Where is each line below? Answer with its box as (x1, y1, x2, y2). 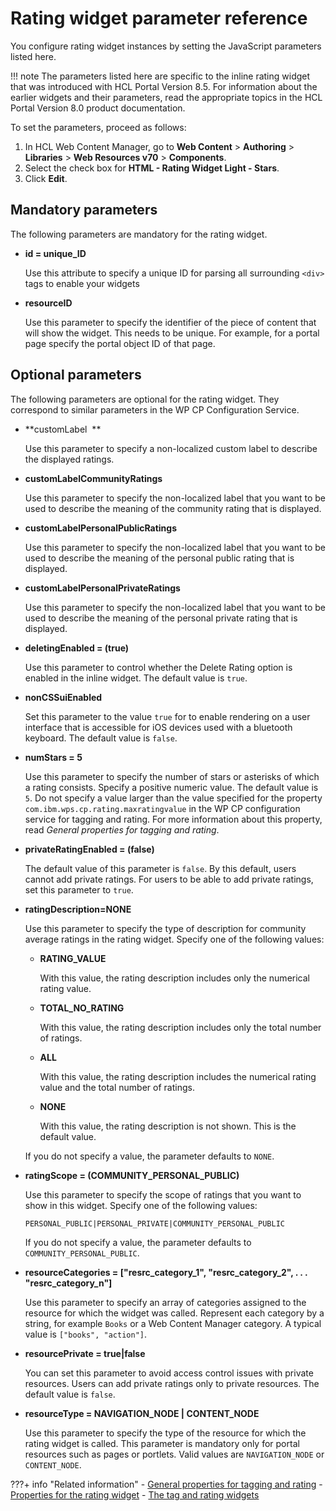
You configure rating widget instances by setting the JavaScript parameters (10, 40, 322, 52)
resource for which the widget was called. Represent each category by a (24, 1307, 325, 1319)
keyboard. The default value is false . (24, 732, 178, 744)
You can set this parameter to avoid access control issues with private (24, 1367, 314, 1379)
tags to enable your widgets (24, 277, 140, 289)
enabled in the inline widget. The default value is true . (24, 672, 248, 684)
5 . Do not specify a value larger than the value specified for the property (24, 792, 323, 804)
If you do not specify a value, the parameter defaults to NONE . (24, 1150, 275, 1162)
